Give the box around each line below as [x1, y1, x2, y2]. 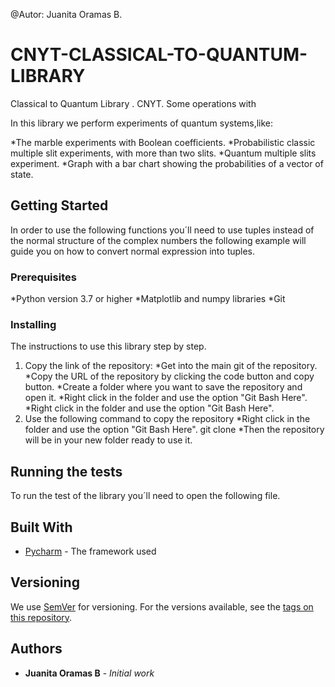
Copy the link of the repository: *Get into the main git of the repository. [24, 360, 318, 372]
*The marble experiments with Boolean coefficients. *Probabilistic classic [10, 136, 316, 148]
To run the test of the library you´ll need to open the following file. [10, 490, 281, 502]
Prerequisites [10, 270, 77, 284]
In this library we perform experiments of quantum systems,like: [10, 117, 274, 129]
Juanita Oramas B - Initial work [24, 667, 155, 679]
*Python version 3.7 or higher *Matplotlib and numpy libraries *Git [10, 293, 286, 305]
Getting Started [10, 197, 109, 214]
